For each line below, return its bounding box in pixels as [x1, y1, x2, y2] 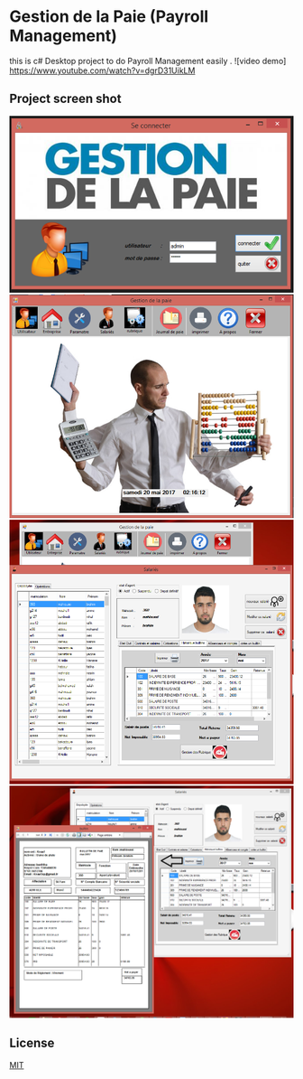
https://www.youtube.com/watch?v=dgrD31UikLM [9, 65, 196, 76]
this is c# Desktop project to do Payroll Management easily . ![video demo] [9, 55, 287, 66]
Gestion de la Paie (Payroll [9, 6, 209, 27]
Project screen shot [9, 91, 122, 107]
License [9, 1036, 55, 1051]
